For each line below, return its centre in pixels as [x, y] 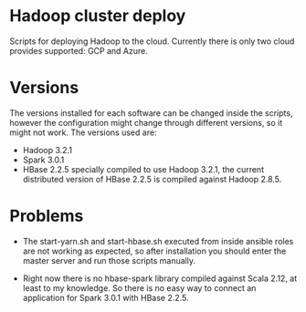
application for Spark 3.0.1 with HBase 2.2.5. [106, 297]
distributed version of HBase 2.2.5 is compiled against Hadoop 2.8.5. [152, 179]
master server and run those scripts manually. [109, 260]
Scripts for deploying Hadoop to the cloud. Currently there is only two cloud [152, 41]
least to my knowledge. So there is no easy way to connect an [139, 287]
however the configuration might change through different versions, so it [146, 122]
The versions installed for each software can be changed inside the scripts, [151, 113]
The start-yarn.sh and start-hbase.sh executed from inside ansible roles [158, 241]
